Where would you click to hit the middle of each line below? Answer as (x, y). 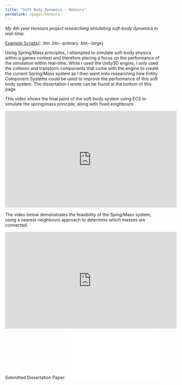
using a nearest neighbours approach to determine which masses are (75, 220)
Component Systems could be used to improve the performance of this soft (81, 79)
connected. (17, 225)
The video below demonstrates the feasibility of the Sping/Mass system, (78, 214)
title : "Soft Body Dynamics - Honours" (46, 10)
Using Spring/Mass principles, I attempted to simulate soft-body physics (78, 53)
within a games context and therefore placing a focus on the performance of (82, 58)
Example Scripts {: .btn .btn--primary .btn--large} (54, 43)
